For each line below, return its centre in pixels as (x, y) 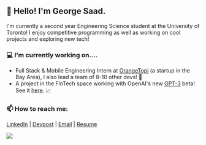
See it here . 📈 (33, 90)
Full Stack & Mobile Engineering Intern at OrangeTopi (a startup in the (103, 71)
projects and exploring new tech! (48, 39)
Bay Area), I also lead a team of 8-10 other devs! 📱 (79, 77)
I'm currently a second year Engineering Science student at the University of (103, 26)
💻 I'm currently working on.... (52, 55)
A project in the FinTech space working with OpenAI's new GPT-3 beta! (105, 83)
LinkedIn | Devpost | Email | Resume (52, 124)
